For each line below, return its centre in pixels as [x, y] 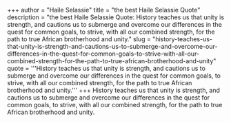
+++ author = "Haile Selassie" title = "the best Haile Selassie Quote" [104, 10]
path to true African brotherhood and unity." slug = [79, 39]
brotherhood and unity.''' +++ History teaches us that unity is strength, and [114, 90]
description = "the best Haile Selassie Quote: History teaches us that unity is [116, 17]
